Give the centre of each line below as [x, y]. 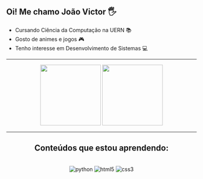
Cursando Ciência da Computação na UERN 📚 [73, 30]
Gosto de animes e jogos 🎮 [50, 39]
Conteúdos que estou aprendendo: [101, 148]
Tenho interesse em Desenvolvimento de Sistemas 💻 [81, 48]
